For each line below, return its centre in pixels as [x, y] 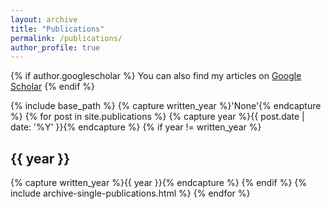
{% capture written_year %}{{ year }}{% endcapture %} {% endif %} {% [159, 183]
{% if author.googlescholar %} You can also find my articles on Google [156, 76]
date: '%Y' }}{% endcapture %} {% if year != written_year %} [136, 127]
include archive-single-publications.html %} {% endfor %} [130, 193]
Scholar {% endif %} [53, 87]
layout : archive [44, 19]
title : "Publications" [57, 29]
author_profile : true [55, 47]
